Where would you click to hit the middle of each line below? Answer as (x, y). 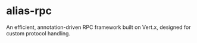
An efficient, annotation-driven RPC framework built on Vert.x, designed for (98, 27)
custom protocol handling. (38, 33)
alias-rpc (29, 11)
